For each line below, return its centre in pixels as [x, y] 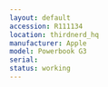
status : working [40, 69]
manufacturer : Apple [49, 43]
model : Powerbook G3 [49, 52]
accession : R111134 [46, 26]
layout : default [40, 18]
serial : [24, 60]
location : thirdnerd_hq [54, 34]
